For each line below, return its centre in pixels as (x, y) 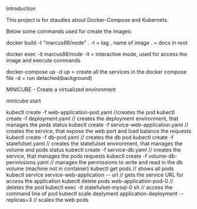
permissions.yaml (27, 162)
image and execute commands (44, 60)
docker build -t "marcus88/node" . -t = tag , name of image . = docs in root (97, 43)
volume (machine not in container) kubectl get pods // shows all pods (90, 168)
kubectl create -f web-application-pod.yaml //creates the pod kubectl (91, 112)
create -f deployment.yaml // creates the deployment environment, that (92, 118)
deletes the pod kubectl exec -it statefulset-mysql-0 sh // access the (89, 187)
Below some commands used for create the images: (69, 31)
